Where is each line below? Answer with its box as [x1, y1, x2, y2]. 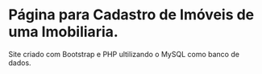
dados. [8, 58, 31, 68]
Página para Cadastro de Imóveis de [8, 6, 255, 24]
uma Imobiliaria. [8, 23, 119, 41]
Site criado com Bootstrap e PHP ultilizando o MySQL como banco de [8, 49, 240, 59]
